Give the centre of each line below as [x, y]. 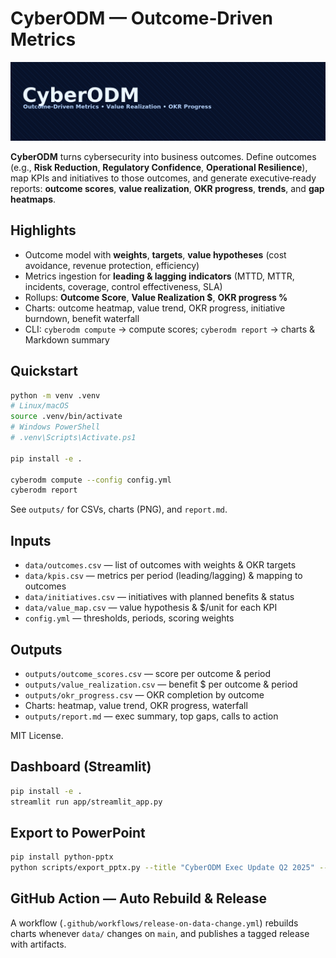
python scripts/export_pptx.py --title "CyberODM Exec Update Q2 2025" [162, 868]
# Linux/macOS [40, 406]
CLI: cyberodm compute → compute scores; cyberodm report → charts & [170, 329]
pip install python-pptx [62, 857]
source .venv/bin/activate [66, 417]
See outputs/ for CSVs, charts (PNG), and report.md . [119, 509]
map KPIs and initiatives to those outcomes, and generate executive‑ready [163, 178]
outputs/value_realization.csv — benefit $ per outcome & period [161, 684]
